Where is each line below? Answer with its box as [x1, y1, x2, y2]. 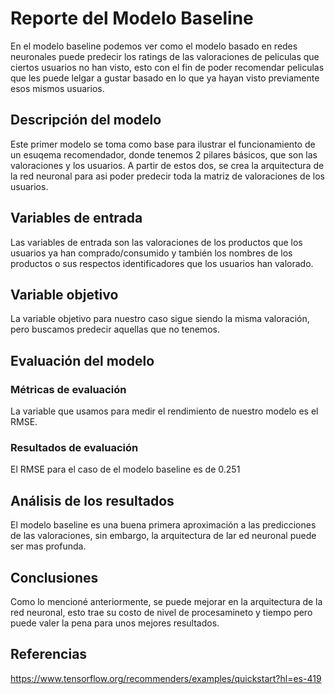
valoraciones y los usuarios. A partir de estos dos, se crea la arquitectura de [10, 159, 325, 171]
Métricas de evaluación [10, 382, 127, 396]
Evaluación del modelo [10, 352, 155, 369]
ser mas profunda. [10, 540, 87, 552]
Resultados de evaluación [10, 440, 139, 454]
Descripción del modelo [10, 112, 162, 129]
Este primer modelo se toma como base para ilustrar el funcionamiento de [10, 138, 316, 150]
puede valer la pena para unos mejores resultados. [10, 617, 220, 629]
